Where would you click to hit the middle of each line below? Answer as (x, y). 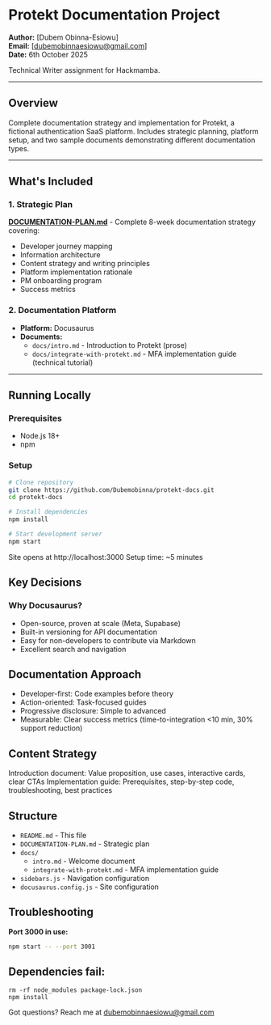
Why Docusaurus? (46, 606)
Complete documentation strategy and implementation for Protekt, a (122, 122)
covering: (24, 231)
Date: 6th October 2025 (48, 54)
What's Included (51, 182)
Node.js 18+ (40, 436)
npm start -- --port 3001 (52, 947)
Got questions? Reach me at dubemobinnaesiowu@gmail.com (111, 1012)
